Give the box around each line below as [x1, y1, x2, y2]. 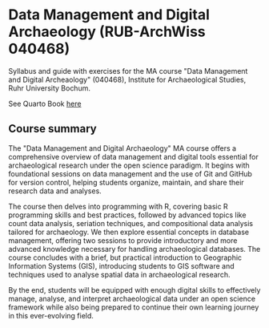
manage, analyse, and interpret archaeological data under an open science [8, 294, 256, 303]
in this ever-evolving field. [8, 310, 94, 320]
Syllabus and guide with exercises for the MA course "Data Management [8, 66, 248, 75]
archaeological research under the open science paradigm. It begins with [8, 160, 250, 170]
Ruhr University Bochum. [8, 83, 90, 93]
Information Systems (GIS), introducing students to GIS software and [8, 261, 235, 270]
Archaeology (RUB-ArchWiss [8, 22, 206, 41]
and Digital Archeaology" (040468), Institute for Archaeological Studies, [8, 75, 247, 84]
